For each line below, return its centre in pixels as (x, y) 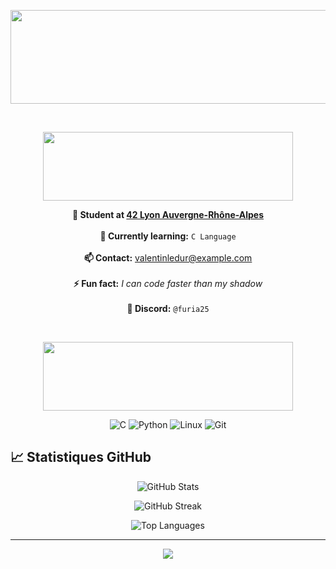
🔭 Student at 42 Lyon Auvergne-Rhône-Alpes (168, 214)
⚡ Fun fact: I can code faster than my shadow (168, 283)
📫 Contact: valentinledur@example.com (168, 258)
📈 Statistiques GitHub (81, 457)
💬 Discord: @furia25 (168, 308)
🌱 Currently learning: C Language (168, 236)
